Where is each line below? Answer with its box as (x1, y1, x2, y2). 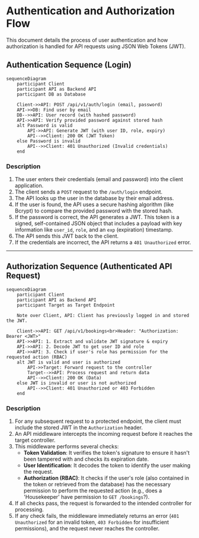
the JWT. (6, 318, 28, 324)
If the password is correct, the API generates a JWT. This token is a (14, 214, 179, 221)
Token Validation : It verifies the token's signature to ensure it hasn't (23, 450, 190, 457)
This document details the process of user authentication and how (6, 36, 168, 43)
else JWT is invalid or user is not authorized (17, 380, 136, 386)
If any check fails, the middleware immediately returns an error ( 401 (14, 512, 179, 520)
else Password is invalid (17, 138, 81, 144)
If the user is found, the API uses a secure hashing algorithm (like (14, 201, 174, 208)
